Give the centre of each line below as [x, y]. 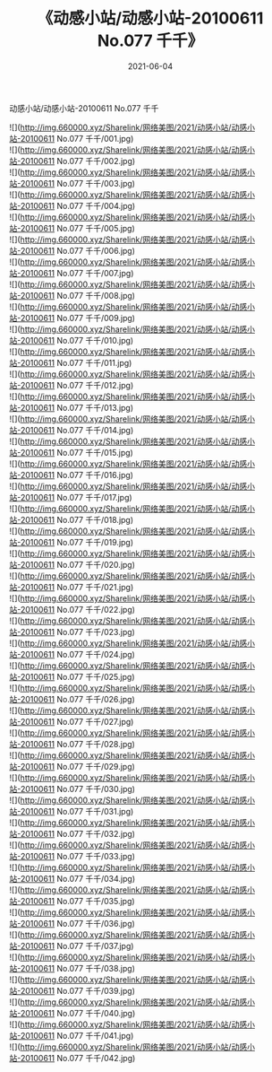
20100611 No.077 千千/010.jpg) [77, 340]
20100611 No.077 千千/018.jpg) [77, 519]
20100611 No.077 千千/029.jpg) [78, 766]
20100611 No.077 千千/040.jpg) [78, 1013]
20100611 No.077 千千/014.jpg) [77, 430]
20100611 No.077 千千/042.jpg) [78, 1058]
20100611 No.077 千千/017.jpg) [76, 497]
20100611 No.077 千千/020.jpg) [78, 564]
